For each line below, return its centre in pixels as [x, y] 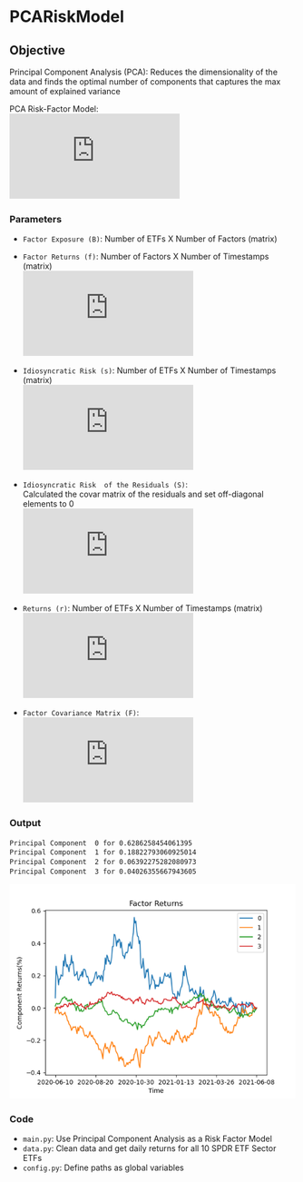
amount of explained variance [65, 91]
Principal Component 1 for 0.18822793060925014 [103, 852]
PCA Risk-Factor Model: [54, 109]
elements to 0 [48, 504]
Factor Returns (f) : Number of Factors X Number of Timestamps [146, 257]
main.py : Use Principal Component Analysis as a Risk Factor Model [147, 1139]
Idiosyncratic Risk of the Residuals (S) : [105, 485]
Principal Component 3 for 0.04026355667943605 [103, 872]
